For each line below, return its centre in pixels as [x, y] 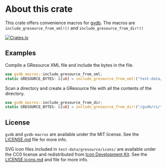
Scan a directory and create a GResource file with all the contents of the [79, 88]
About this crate [39, 9]
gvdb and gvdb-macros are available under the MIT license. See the [72, 134]
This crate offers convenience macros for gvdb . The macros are [70, 23]
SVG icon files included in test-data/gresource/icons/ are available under [81, 149]
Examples [21, 53]
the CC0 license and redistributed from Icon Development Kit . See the [76, 155]
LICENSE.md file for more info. [36, 140]
